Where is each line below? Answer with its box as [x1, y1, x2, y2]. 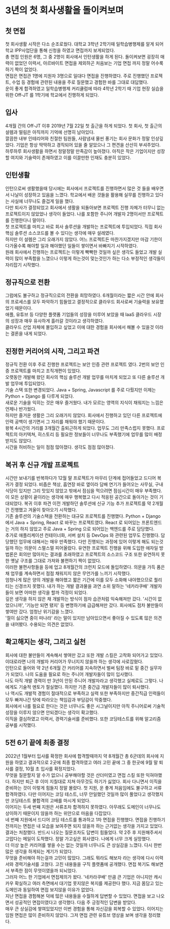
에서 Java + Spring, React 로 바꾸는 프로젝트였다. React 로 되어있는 [5, 520, 141, 526]
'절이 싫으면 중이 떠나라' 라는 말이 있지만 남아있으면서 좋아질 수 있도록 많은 [5, 615, 153, 621]
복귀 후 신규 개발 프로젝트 [5, 460, 80, 469]
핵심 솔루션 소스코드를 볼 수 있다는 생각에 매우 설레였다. [5, 230, 115, 236]
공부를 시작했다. [5, 722, 37, 728]
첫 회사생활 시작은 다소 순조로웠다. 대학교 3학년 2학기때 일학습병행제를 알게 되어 [5, 41, 164, 47]
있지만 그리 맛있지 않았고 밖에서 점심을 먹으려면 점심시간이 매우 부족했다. [18, 488, 162, 494]
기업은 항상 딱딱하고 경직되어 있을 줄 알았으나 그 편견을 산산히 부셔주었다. [16, 142, 161, 148]
